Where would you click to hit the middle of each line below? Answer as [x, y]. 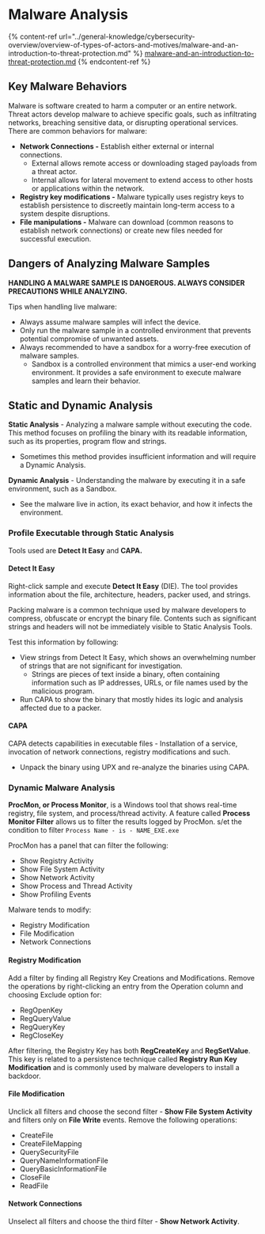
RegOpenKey [41, 1010]
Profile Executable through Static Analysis [91, 533]
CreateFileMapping [51, 1143]
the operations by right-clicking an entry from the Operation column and [126, 986]
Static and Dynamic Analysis [80, 405]
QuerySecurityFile [49, 1152]
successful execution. [55, 238]
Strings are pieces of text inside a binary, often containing [125, 674]
